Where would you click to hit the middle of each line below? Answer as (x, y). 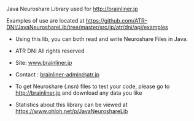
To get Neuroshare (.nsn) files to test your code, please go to (92, 86)
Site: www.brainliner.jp (44, 63)
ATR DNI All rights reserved (50, 51)
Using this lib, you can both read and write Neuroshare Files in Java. (102, 39)
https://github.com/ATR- (116, 20)
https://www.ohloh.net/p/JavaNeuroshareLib (72, 111)
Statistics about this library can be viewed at (71, 105)
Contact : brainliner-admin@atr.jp (57, 75)
